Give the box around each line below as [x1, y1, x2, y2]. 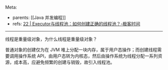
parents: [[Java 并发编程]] [12, 14, 66, 20]
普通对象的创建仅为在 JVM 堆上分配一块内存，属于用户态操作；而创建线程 [5, 47, 157, 52]
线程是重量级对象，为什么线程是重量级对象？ [5, 36, 97, 42]
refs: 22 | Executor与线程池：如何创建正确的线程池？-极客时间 [12, 21, 140, 26]
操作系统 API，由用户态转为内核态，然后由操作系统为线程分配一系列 [18, 53, 158, 59]
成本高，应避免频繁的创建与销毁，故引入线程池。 [13, 59, 115, 65]
